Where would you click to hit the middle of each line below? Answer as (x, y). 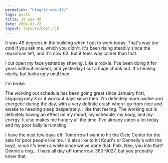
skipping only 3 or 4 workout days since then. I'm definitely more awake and (84, 99)
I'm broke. (16, 84)
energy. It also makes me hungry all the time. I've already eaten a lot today (82, 120)
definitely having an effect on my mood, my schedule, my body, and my (79, 115)
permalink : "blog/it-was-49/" (37, 10)
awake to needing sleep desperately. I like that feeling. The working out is (81, 109)
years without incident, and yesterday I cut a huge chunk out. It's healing (80, 69)
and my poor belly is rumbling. (37, 125)
